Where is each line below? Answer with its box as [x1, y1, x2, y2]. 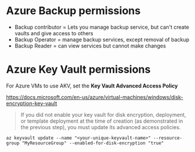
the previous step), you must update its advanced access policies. [20, 123, 181, 130]
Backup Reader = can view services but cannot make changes [14, 42, 166, 49]
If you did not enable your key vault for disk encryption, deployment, [20, 111, 186, 118]
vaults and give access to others [14, 29, 94, 36]
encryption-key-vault [6, 100, 58, 107]
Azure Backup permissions [6, 4, 141, 18]
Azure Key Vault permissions [6, 63, 151, 76]
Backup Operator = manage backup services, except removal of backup [14, 36, 190, 43]
